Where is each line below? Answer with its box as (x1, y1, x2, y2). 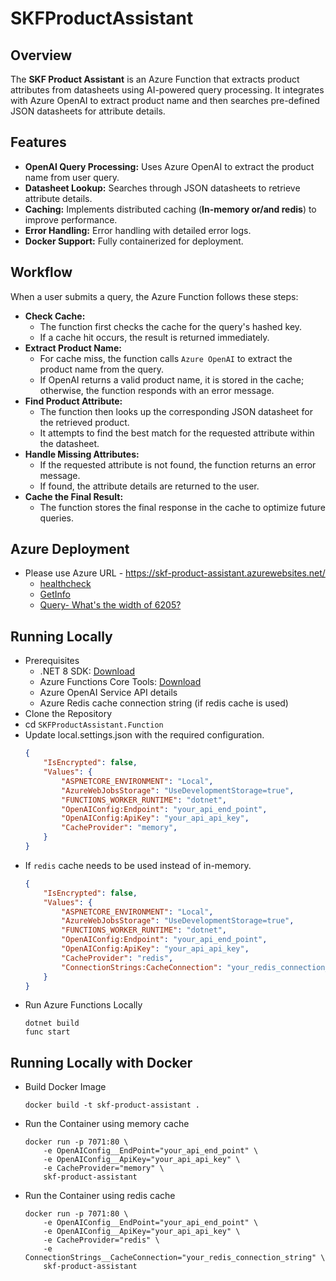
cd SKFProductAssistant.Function (24, 718, 164, 731)
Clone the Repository (24, 708, 113, 720)
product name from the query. (39, 363, 165, 375)
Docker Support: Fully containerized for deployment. (24, 235, 244, 247)
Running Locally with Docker (10, 1054, 193, 1071)
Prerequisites (24, 655, 80, 667)
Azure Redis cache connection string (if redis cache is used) (39, 697, 289, 709)
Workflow (10, 264, 73, 281)
